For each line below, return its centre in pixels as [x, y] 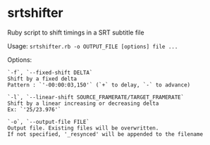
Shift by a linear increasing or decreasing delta [83, 103]
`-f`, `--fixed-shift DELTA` [50, 72]
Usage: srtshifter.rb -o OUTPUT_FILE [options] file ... [93, 46]
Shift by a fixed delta [42, 79]
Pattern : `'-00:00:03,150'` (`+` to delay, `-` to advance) [99, 85]
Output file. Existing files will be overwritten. [83, 128]
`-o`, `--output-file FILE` [49, 122]
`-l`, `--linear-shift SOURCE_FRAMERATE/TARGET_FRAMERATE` [96, 97]
